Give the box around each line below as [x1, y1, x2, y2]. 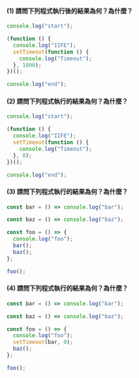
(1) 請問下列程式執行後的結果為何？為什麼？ [6, 6, 133, 15]
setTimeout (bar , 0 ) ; [13, 339, 73, 346]
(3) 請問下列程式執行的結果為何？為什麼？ [6, 188, 128, 195]
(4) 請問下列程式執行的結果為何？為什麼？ [6, 284, 128, 293]
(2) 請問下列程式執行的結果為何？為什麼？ [6, 97, 128, 105]
